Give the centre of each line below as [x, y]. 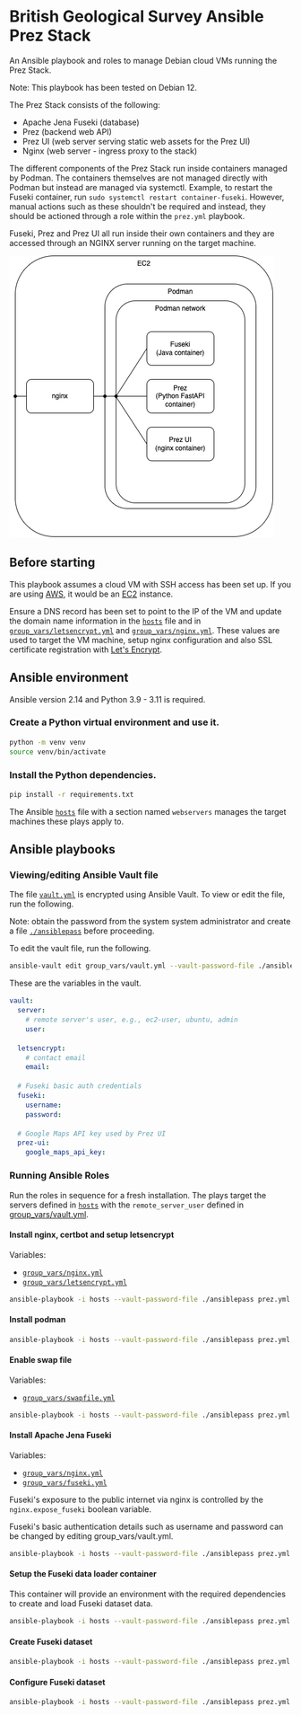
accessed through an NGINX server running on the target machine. [133, 243]
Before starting [52, 563]
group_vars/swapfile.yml [69, 1398]
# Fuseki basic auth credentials [80, 1086]
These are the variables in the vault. [75, 983]
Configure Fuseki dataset [57, 1682]
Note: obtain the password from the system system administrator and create [150, 922]
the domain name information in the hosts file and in [105, 621]
